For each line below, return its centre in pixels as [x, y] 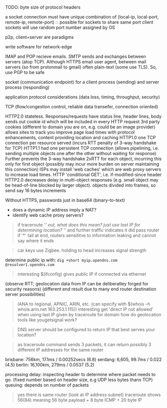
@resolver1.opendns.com [30, 265]
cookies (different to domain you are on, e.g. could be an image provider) [80, 127]
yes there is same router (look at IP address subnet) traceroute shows [89, 395]
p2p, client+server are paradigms [39, 37]
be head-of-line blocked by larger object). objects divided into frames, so [81, 185]
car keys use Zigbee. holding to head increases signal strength [82, 250]
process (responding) [27, 87]
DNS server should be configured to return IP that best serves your [86, 329]
